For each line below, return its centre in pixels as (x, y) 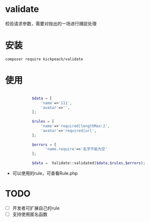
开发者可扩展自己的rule (36, 208)
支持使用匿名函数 (30, 214)
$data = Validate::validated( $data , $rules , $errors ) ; (88, 163)
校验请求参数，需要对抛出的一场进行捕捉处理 (51, 23)
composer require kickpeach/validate (44, 59)
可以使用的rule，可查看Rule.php (45, 173)
